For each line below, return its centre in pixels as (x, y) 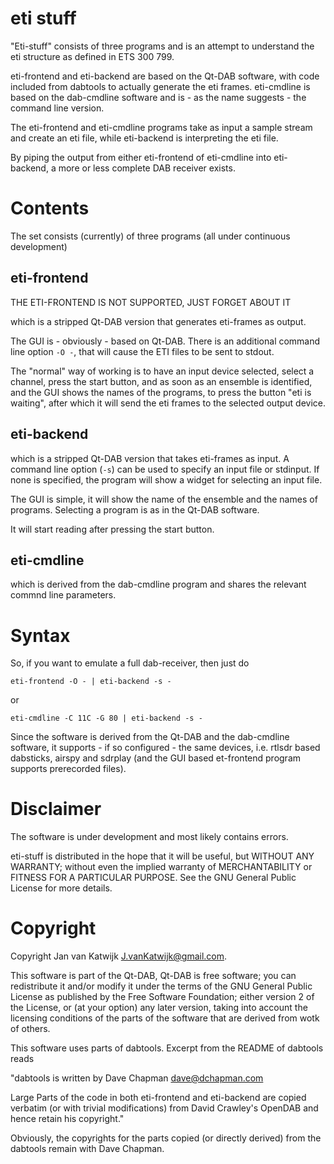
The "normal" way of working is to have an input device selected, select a (162, 371)
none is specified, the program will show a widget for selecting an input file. (166, 479)
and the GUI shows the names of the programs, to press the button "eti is (161, 392)
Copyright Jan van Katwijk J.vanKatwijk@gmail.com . (119, 956)
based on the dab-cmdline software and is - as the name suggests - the (158, 97)
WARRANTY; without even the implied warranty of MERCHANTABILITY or (161, 867)
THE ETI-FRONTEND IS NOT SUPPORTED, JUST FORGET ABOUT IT (151, 302)
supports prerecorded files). (68, 769)
